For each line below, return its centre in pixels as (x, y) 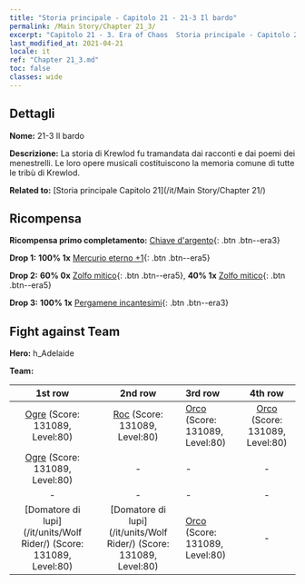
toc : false (30, 69)
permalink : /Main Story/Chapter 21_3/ (83, 26)
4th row (266, 393)
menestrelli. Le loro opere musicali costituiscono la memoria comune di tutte (152, 163)
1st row (53, 393)
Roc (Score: (138, 414)
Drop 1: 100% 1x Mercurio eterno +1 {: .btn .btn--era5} (110, 258)
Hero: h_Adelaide (42, 353)
